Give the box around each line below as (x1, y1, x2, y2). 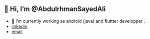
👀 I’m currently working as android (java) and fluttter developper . (11, 18, 146, 24)
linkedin (11, 23, 28, 29)
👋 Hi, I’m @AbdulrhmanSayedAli (4, 5, 106, 13)
